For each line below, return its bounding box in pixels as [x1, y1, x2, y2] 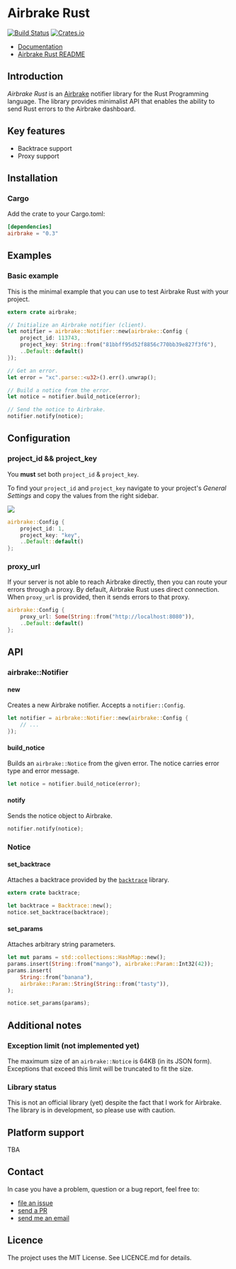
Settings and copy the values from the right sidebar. [7, 491, 159, 499]
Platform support [7, 1126, 84, 1139]
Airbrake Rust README [17, 50, 86, 58]
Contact [7, 1166, 44, 1178]
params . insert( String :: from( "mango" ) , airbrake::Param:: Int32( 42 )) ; [7, 960, 214, 968]
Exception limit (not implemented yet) [7, 1041, 140, 1051]
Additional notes [7, 1019, 82, 1031]
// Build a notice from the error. [7, 386, 113, 394]
